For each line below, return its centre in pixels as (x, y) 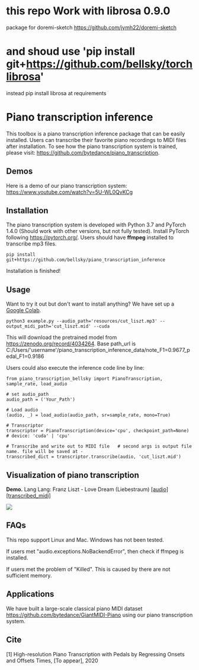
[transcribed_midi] (29, 496)
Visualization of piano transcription (73, 475)
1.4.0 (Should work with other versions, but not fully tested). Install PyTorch (98, 231)
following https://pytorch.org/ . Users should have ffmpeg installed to (90, 238)
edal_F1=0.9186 (25, 356)
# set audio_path (28, 394)
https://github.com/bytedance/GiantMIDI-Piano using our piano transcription (99, 615)
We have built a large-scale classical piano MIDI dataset (74, 608)
